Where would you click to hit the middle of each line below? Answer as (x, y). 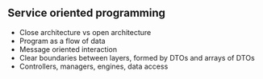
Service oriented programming (87, 13)
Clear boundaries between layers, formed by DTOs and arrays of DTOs (137, 57)
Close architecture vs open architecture (85, 32)
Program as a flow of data (62, 41)
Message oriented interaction (68, 49)
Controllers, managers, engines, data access (94, 66)
